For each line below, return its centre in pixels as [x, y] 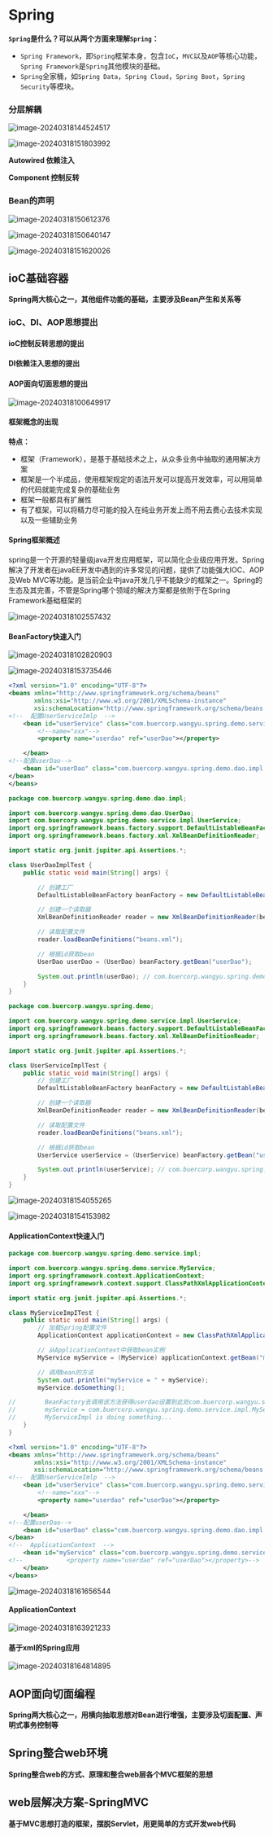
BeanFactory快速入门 [45, 636]
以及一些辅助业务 [49, 519]
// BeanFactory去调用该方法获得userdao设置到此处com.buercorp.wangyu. [135, 1402]
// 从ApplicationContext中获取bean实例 [101, 1350]
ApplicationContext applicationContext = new [116, 1336]
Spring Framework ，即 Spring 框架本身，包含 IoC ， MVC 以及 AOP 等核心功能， [141, 55]
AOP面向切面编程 [52, 1694]
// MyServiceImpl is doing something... [91, 1418]
